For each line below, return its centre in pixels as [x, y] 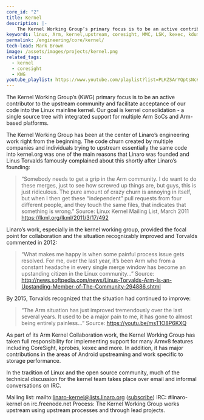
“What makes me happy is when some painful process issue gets [103, 254]
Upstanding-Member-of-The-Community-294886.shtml [91, 287]
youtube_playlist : [29, 80]
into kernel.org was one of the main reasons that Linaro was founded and [98, 154]
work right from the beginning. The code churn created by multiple [90, 141]
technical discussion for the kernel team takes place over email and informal [102, 379]
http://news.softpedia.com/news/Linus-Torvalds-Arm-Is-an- [96, 280]
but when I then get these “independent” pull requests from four [101, 198]
